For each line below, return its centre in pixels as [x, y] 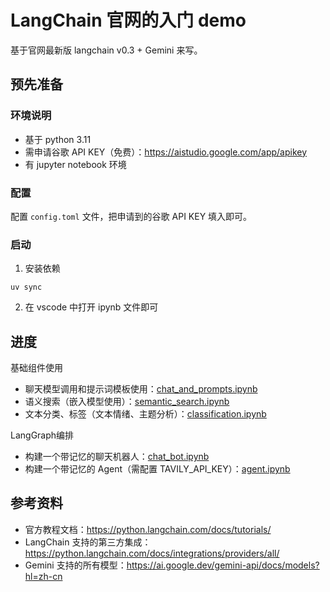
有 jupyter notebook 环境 [75, 164]
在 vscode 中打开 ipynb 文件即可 [91, 307]
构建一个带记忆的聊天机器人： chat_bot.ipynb [117, 457]
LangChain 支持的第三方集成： [88, 542]
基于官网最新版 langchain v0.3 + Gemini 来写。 [106, 50]
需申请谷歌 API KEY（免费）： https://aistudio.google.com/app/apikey [166, 152]
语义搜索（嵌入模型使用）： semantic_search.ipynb [127, 402]
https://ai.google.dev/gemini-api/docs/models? [223, 565]
